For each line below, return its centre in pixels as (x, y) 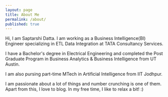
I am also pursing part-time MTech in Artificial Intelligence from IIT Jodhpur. (84, 74)
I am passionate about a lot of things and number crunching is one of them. (83, 84)
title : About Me (22, 15)
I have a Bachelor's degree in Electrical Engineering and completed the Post (84, 54)
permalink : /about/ (26, 19)
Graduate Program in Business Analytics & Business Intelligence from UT (81, 59)
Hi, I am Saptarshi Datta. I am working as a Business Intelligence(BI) (75, 38)
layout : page (19, 10)
